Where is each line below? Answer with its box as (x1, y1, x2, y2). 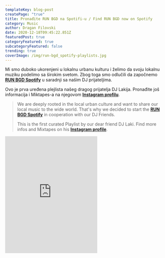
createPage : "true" (5, 12, 45, 17)
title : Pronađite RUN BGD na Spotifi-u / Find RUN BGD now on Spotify (5, 16, 153, 21)
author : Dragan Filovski (5, 26, 56, 31)
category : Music (5, 21, 38, 26)
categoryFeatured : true (5, 39, 54, 44)
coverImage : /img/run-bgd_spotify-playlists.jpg (5, 53, 107, 58)
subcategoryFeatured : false (5, 44, 63, 49)
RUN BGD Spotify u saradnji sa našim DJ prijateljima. (5, 77, 112, 83)
